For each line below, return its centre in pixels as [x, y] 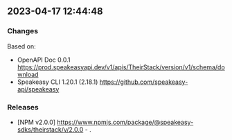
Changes [23, 31]
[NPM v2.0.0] [36, 122]
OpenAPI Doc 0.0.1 [44, 60]
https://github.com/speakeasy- [144, 82]
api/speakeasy [38, 89]
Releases [23, 107]
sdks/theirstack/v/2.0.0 [50, 129]
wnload [28, 74]
